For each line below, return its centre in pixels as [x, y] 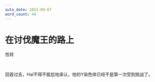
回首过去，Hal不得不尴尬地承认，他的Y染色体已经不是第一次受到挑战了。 [79, 75]
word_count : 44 [21, 14]
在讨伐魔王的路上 [40, 40]
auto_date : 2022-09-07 [28, 10]
